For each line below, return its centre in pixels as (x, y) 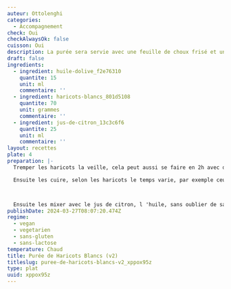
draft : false (26, 59)
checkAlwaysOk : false (38, 39)
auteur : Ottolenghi (35, 13)
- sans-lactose (35, 243)
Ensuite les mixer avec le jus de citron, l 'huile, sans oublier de (115, 204)
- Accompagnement (38, 26)
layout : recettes (32, 148)
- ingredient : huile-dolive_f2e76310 (67, 71)
